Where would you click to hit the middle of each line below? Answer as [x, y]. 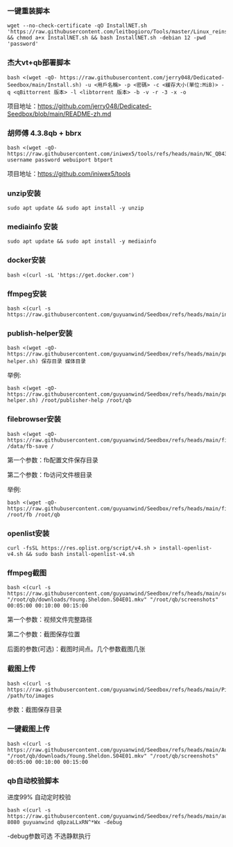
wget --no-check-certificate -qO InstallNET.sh [77, 26]
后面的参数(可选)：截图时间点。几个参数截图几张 [76, 649]
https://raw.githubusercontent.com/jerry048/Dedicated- [143, 78]
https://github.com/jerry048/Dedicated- [95, 106]
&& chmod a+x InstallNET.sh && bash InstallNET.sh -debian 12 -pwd [107, 38]
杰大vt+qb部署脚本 [39, 62]
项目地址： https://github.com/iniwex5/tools [69, 173]
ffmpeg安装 [27, 294]
